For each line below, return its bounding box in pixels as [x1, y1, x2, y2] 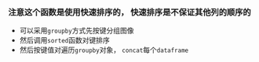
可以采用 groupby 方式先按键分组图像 [19, 26, 134, 36]
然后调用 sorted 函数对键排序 [19, 36, 110, 45]
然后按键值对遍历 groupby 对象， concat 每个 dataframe [19, 45, 189, 55]
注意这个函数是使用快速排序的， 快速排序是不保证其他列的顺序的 [8, 6, 251, 17]
